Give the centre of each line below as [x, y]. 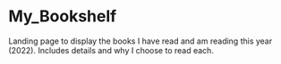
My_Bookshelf [63, 16]
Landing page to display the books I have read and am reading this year [140, 41]
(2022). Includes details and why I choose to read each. [111, 50]
